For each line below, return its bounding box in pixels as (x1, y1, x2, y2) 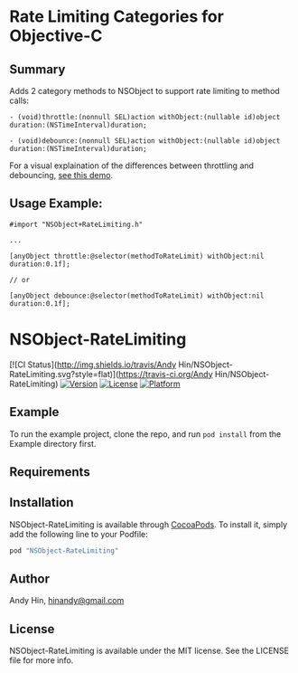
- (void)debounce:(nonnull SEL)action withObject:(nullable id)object (9, 137, 281, 146)
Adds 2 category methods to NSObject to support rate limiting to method (9, 86, 280, 96)
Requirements (9, 464, 90, 479)
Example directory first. (9, 438, 97, 449)
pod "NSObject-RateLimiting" (9, 545, 119, 555)
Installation (9, 495, 74, 510)
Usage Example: (9, 196, 103, 212)
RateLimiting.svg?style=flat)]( (9, 368, 119, 379)
